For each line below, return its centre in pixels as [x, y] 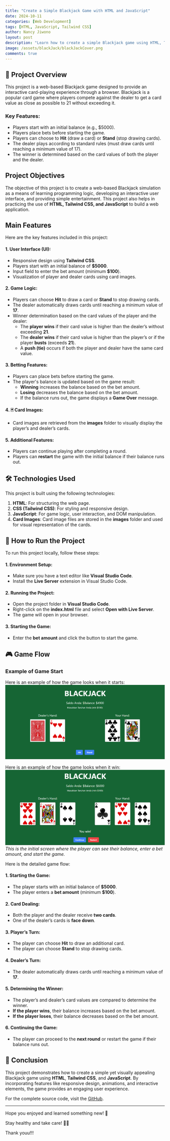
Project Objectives [35, 176]
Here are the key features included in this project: [57, 237]
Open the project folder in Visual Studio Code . [61, 604]
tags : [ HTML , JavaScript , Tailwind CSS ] [49, 27]
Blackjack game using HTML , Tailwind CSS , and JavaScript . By [72, 1078]
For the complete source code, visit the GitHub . [55, 1098]
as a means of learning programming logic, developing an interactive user [82, 193]
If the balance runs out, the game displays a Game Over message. [89, 398]
